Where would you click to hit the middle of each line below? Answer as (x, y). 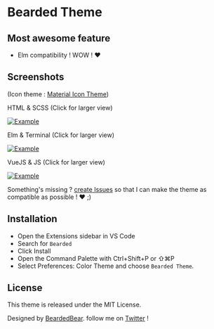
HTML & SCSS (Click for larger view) (60, 108)
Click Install (34, 251)
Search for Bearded (45, 243)
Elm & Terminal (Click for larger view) (61, 135)
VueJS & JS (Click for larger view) (56, 162)
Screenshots (36, 77)
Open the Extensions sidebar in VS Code (76, 236)
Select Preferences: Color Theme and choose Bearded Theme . (106, 266)
